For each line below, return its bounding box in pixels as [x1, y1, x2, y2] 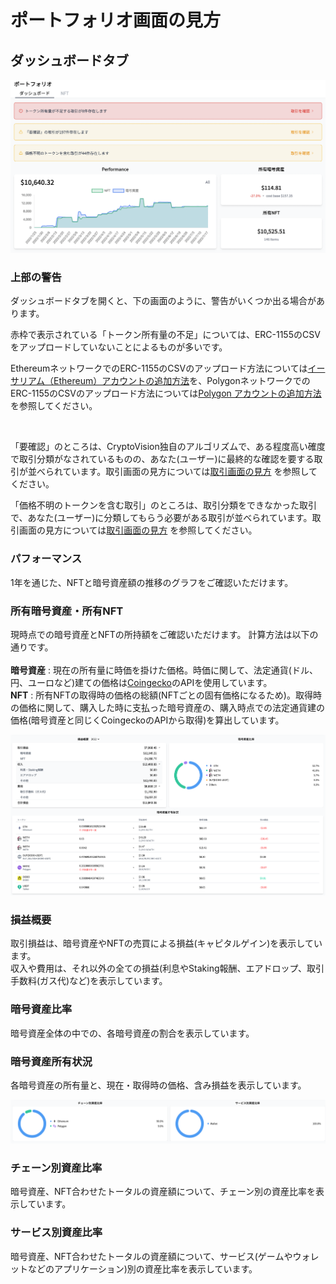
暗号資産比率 [10, 1002, 73, 1016]
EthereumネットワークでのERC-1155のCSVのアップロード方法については [10, 362, 308, 375]
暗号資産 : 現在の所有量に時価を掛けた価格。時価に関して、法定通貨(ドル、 [10, 664, 318, 676]
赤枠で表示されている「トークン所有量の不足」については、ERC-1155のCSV [10, 329, 321, 341]
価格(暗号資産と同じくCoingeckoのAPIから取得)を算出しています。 [10, 714, 285, 726]
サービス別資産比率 [10, 1226, 103, 1240]
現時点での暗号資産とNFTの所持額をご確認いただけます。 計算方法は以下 [10, 628, 310, 640]
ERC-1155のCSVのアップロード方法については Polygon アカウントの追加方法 [10, 387, 322, 400]
